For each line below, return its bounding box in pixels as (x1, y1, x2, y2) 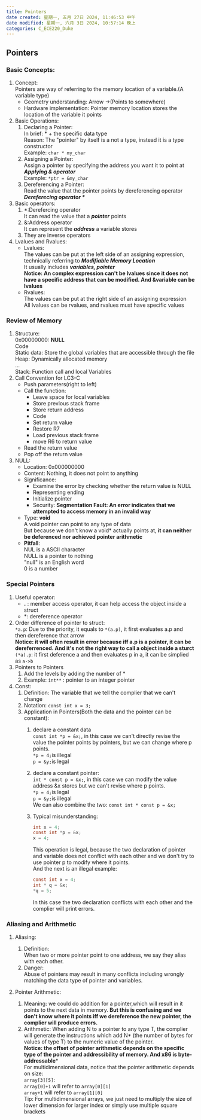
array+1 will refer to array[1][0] (23, 1089, 103, 1096)
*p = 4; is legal (32, 788, 69, 795)
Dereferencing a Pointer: (23, 181, 85, 188)
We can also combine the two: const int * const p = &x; (32, 801, 176, 808)
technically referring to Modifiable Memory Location (23, 257, 156, 264)
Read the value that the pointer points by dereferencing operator (23, 187, 183, 194)
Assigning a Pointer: (23, 155, 74, 162)
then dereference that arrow (14, 631, 85, 639)
